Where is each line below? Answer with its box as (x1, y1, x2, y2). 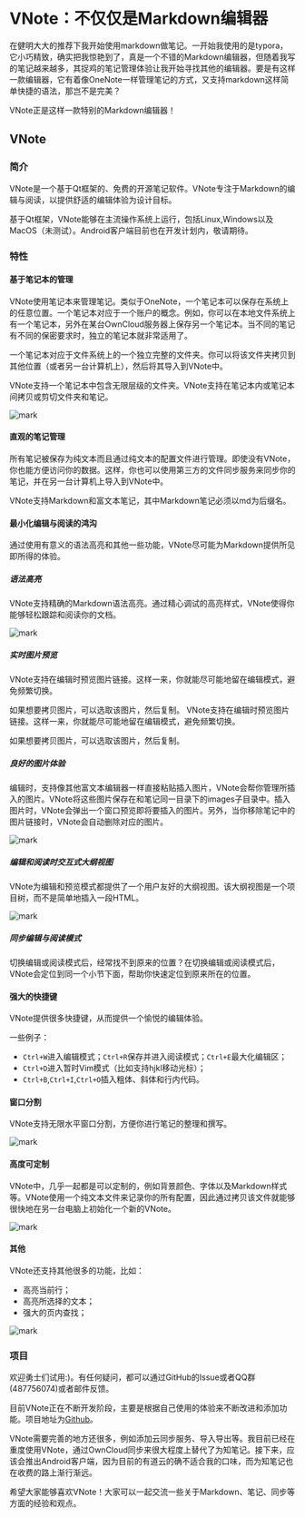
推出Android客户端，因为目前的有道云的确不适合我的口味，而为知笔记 (25, 1456, 286, 1467)
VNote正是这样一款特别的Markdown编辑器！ (9, 104, 177, 115)
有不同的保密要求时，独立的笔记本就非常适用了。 (9, 330, 192, 340)
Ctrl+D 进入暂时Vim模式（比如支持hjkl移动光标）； (22, 1063, 206, 1074)
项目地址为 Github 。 (25, 1414, 98, 1425)
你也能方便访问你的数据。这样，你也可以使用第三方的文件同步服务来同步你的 (9, 464, 296, 475)
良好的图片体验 (9, 757, 65, 768)
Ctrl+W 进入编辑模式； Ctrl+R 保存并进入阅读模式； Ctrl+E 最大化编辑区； (22, 1051, 288, 1062)
